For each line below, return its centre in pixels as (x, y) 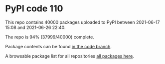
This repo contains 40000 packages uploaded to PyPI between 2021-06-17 (82, 22)
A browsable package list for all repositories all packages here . (70, 56)
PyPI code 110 (34, 9)
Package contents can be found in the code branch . (59, 46)
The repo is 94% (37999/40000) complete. (50, 37)
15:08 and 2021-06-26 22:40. (35, 27)
